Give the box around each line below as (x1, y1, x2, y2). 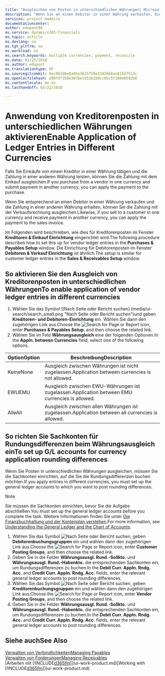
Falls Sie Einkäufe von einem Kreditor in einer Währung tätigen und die (5, 168, 148, 175)
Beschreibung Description (70, 354, 132, 361)
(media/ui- (131, 306, 152, 312)
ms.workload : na (5, 48, 38, 53)
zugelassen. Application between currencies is (44, 369, 151, 375)
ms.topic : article (5, 35, 43, 40)
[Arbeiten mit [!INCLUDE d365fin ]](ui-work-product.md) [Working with (5, 660, 146, 666)
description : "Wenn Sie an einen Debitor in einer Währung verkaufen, (5, 12, 153, 17)
